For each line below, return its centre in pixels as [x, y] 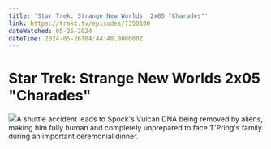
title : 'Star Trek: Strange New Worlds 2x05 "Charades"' [108, 16]
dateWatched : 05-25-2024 [50, 31]
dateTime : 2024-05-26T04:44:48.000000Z [76, 38]
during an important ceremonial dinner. [73, 136]
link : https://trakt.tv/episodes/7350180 [80, 23]
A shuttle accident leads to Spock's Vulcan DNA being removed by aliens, [140, 119]
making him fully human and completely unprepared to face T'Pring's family [135, 128]
